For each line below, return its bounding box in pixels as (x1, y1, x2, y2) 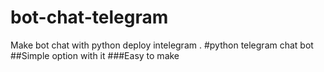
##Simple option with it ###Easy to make (10, 49, 180, 61)
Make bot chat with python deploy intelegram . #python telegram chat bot (10, 39, 314, 51)
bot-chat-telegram (10, 6, 169, 29)
